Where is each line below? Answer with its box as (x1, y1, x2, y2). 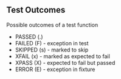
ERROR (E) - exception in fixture (15, 66, 95, 73)
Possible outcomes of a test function (6, 21, 99, 28)
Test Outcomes (6, 5, 66, 15)
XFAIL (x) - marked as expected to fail (15, 52, 111, 60)
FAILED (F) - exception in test (15, 39, 89, 47)
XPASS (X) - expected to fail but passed (15, 59, 116, 66)
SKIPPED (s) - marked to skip (15, 46, 89, 53)
